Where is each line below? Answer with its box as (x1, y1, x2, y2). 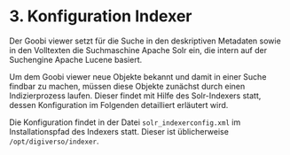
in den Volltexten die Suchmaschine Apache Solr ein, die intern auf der (9, 44, 268, 55)
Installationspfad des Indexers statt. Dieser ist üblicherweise (9, 126, 229, 136)
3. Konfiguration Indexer (9, 6, 192, 27)
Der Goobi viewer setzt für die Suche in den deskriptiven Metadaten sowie (9, 35, 281, 46)
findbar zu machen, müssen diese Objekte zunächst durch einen (9, 81, 246, 91)
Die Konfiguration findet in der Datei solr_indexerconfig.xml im (9, 117, 241, 128)
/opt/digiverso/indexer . (9, 136, 99, 146)
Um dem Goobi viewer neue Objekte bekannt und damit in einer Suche (9, 71, 267, 81)
